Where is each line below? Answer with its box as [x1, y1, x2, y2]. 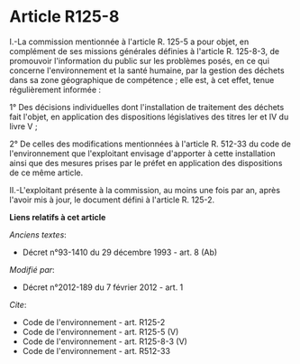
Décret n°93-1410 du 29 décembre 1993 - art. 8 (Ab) [22, 247, 218, 257]
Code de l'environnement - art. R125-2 [22, 316, 166, 327]
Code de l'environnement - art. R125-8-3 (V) [22, 336, 187, 347]
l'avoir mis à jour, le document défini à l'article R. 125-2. [9, 194, 215, 205]
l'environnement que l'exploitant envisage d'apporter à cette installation [9, 147, 276, 159]
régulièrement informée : [9, 84, 102, 95]
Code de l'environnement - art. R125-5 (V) [22, 326, 179, 337]
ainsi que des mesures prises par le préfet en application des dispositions [9, 157, 283, 168]
